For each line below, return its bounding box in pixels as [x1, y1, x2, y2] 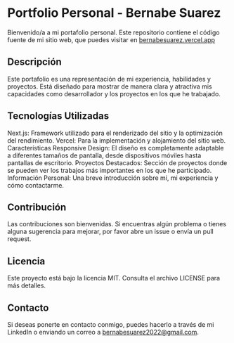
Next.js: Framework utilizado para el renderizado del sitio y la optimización [7, 129, 223, 137]
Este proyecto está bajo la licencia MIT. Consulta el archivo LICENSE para [7, 274, 220, 283]
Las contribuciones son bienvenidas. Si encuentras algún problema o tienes [7, 220, 227, 228]
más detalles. [7, 281, 46, 290]
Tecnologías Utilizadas [7, 110, 110, 122]
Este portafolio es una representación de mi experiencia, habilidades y [7, 75, 211, 83]
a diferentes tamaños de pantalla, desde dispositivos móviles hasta [7, 151, 202, 160]
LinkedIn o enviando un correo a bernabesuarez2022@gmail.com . [7, 328, 199, 336]
